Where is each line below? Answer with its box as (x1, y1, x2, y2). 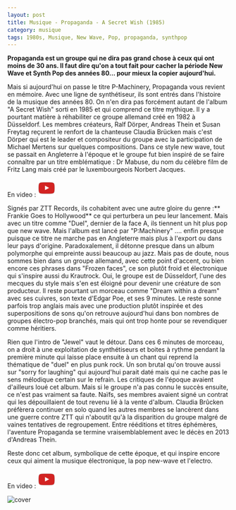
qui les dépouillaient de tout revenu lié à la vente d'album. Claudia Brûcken (7, 398, 224, 406)
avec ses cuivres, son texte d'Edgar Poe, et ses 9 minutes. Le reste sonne (7, 294, 222, 303)
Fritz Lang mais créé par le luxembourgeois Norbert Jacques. (7, 165, 185, 174)
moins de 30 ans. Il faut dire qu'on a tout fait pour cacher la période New (7, 61, 223, 70)
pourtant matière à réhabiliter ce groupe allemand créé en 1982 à (7, 113, 196, 121)
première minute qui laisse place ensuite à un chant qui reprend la (7, 353, 199, 362)
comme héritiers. (7, 324, 57, 333)
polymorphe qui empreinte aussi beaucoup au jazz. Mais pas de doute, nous (7, 249, 230, 258)
